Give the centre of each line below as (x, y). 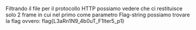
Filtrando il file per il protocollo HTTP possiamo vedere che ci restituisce (94, 9)
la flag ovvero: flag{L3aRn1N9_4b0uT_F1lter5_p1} (65, 21)
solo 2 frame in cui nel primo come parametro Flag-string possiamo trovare (98, 15)
